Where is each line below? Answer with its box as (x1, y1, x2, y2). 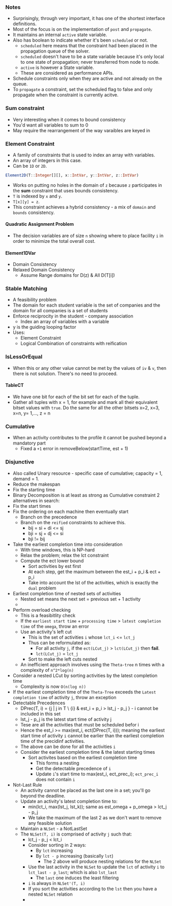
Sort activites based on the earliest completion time (28, 754, 138, 760)
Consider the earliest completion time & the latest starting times (20, 749, 155, 755)
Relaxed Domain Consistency (12, 267, 75, 273)
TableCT (5, 382, 24, 388)
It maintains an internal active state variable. (12, 32, 107, 38)
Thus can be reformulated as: (28, 639, 91, 646)
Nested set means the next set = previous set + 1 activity (20, 596, 141, 602)
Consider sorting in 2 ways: (28, 842, 86, 848)
